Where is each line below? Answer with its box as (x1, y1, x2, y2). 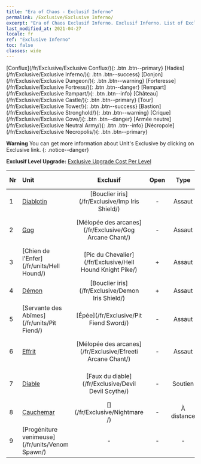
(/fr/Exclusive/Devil (82, 379, 136, 388)
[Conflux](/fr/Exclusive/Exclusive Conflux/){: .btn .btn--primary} (6, 64, 163, 71)
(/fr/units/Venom (22, 440, 69, 448)
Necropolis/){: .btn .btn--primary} (65, 128, 148, 135)
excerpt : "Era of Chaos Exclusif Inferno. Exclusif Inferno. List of (6, 20, 184, 26)
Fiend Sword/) (89, 319, 129, 327)
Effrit (22, 347, 36, 355)
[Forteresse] (145, 77, 176, 84)
